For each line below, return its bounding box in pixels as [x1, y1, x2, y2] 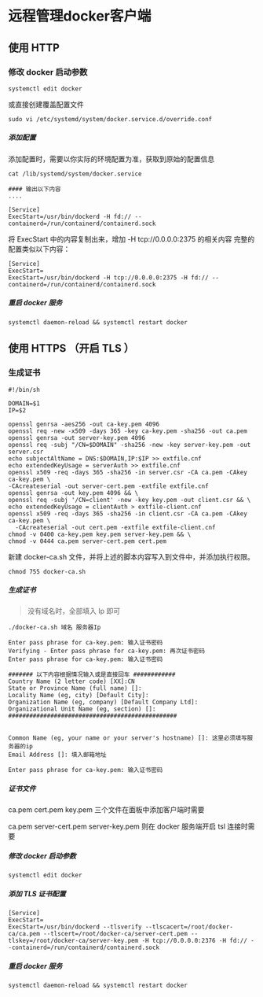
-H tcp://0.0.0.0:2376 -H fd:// [141, 937, 247, 945]
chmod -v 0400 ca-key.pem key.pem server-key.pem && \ [8, 530, 192, 538]
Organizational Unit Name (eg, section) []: [8, 705, 156, 713]
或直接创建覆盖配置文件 [8, 99, 84, 109]
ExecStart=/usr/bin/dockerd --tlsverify [8, 923, 143, 931]
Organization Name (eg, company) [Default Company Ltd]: [8, 698, 199, 707]
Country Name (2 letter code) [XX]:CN [8, 678, 135, 685]
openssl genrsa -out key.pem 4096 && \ [8, 489, 139, 497]
